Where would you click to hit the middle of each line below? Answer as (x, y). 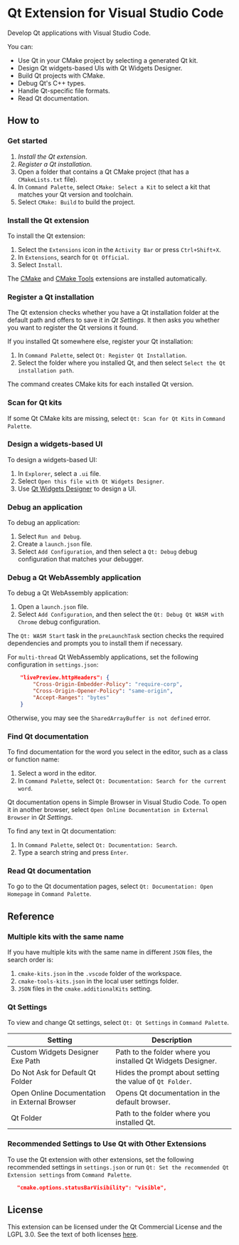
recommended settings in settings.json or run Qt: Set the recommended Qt (118, 1167)
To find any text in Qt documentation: (62, 831)
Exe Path (26, 1061)
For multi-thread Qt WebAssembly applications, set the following (103, 657)
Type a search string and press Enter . (73, 853)
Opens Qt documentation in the (168, 1093)
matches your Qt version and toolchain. (75, 194)
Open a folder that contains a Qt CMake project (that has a (103, 172)
